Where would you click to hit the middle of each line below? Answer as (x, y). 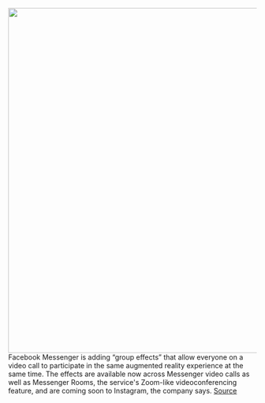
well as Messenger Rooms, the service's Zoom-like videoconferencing (123, 382)
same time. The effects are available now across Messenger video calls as (129, 374)
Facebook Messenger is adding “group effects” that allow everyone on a (126, 357)
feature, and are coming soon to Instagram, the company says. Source (123, 391)
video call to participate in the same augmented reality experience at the (126, 366)
